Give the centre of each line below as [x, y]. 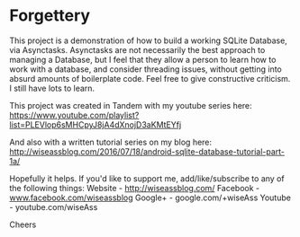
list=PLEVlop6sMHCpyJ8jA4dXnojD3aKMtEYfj [95, 124]
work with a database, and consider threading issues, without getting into [145, 69]
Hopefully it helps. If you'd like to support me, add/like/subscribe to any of [147, 178]
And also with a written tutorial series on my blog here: [111, 142]
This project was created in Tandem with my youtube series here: [131, 105]
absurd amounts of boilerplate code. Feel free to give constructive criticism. [150, 78]
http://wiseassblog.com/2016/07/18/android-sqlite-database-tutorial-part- [147, 151]
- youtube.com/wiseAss [54, 206]
